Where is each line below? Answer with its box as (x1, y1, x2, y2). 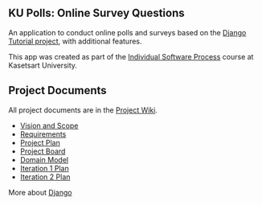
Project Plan (19, 137, 60, 147)
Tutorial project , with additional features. (8, 36, 142, 46)
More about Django (8, 187, 72, 197)
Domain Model (19, 154, 69, 164)
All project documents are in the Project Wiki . (8, 105, 158, 115)
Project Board (19, 146, 66, 156)
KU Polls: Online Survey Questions (8, 6, 185, 20)
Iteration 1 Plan (19, 163, 70, 173)
